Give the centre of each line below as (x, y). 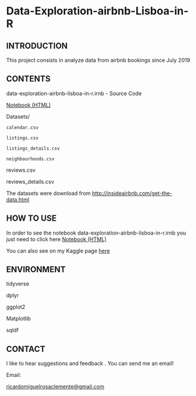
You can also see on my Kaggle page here (58, 251)
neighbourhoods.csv (30, 159)
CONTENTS (28, 79)
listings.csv (22, 138)
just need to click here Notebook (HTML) (56, 239)
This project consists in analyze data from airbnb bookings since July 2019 (98, 60)
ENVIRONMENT (36, 269)
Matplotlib (19, 319)
